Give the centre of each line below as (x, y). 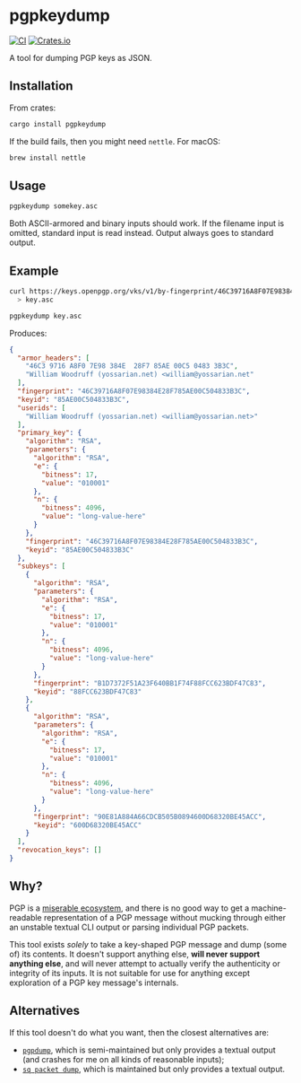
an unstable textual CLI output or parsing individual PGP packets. (129, 927)
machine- (269, 908)
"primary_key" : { (50, 433)
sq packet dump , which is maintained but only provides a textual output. (153, 1069)
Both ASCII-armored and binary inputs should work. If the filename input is (147, 223)
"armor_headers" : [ (54, 358)
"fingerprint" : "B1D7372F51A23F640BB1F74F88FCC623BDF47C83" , (150, 683)
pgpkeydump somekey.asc (54, 206)
